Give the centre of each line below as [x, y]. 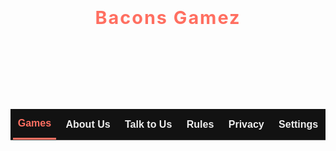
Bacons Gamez [168, 17]
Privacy [246, 124]
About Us [88, 124]
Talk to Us [148, 124]
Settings [298, 124]
